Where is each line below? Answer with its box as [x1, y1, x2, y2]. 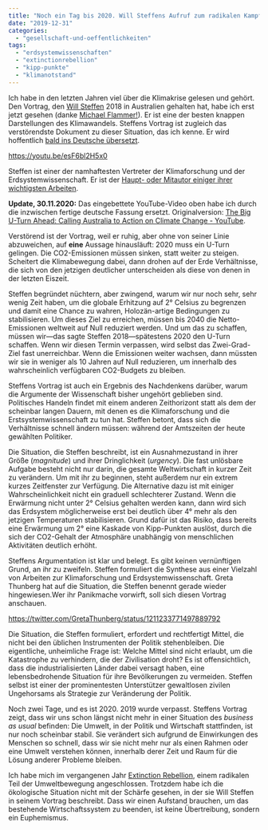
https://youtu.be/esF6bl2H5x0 [8, 151, 108, 160]
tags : [8, 41, 26, 49]
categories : [8, 26, 48, 34]
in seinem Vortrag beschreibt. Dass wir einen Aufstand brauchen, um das [8, 796, 249, 805]
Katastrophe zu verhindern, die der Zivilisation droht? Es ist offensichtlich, [8, 654, 251, 664]
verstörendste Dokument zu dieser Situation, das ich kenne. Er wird [8, 127, 230, 136]
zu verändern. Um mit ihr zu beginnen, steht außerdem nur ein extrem [8, 472, 238, 482]
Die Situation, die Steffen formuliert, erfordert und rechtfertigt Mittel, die [8, 629, 245, 638]
